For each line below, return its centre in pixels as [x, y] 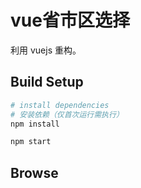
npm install [35, 124]
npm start [31, 142]
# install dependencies [60, 105]
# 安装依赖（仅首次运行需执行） [67, 114]
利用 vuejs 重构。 [46, 50]
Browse [34, 172]
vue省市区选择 [70, 20]
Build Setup [47, 82]
